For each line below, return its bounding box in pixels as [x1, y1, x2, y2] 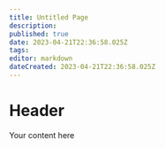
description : [9, 21, 57, 30]
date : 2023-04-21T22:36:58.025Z [9, 37, 128, 47]
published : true [9, 29, 69, 38]
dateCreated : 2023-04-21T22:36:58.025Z [9, 63, 156, 72]
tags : [9, 46, 29, 55]
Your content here [9, 129, 75, 140]
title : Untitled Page [9, 12, 89, 22]
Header [9, 101, 64, 121]
